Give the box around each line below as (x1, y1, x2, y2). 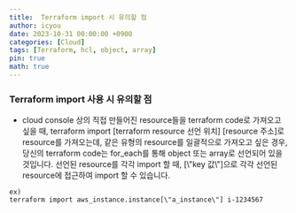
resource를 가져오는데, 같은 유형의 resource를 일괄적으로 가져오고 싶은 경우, (21, 137, 288, 148)
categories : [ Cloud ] (9, 37, 86, 47)
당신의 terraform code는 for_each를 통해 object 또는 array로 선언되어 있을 (21, 148, 284, 159)
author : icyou (9, 21, 62, 30)
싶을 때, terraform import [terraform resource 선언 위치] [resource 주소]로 (21, 126, 285, 137)
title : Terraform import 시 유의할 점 (9, 12, 147, 22)
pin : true (9, 54, 46, 63)
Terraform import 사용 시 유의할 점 (9, 93, 152, 105)
